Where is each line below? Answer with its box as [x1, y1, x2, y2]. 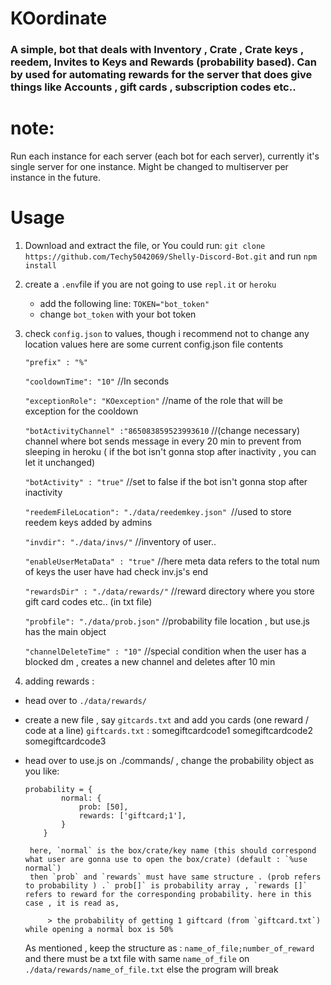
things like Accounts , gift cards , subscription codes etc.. [10, 80, 297, 94]
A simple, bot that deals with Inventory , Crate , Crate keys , [10, 43, 304, 57]
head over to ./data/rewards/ [24, 694, 147, 706]
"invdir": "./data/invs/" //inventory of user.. [24, 535, 217, 547]
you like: [24, 765, 60, 777]
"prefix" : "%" [24, 357, 89, 367]
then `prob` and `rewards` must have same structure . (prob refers [29, 872, 322, 882]
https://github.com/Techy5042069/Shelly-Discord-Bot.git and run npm [24, 250, 318, 262]
